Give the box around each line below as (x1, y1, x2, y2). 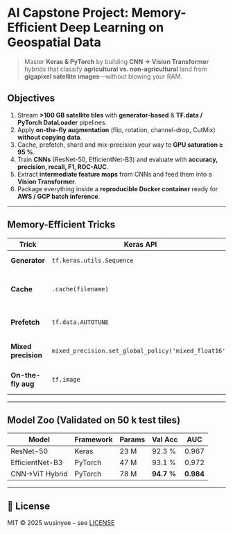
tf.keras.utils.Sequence (51, 256, 134, 264)
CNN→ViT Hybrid (10, 469, 68, 479)
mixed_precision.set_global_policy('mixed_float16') (51, 346, 230, 355)
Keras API (123, 239, 157, 249)
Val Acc (151, 435, 178, 444)
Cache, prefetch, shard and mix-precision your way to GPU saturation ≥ (17, 140, 224, 149)
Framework (74, 435, 113, 444)
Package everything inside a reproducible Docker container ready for (17, 184, 218, 193)
